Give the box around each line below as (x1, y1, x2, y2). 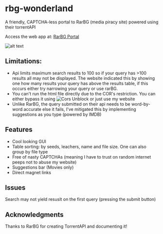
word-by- (131, 101, 151, 107)
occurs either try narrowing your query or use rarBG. (12, 86, 118, 91)
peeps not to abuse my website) (12, 159, 77, 165)
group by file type (12, 149, 48, 155)
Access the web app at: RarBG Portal (5, 34, 79, 39)
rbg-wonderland (5, 3, 73, 14)
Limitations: (5, 57, 42, 66)
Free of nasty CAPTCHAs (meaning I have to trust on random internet (12, 154, 151, 160)
